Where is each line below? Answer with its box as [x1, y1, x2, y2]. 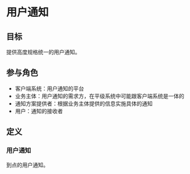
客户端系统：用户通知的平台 [14, 85, 84, 92]
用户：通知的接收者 [14, 107, 63, 114]
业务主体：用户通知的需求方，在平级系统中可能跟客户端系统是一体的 [14, 92, 185, 99]
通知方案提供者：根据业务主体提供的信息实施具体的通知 [14, 100, 153, 107]
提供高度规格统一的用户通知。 [6, 49, 80, 55]
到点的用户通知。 [6, 161, 49, 169]
